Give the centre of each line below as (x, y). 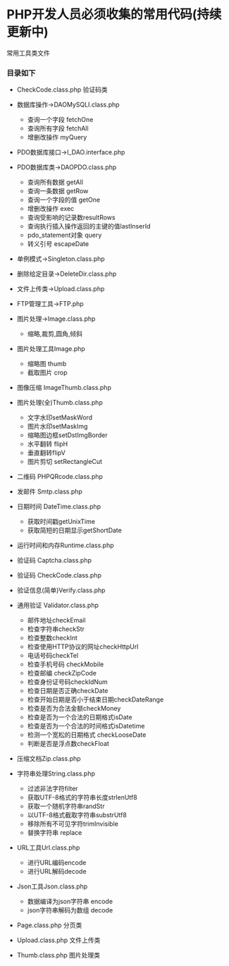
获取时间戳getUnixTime (61, 522)
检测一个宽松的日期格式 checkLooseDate (87, 735)
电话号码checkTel (53, 656)
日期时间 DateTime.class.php (59, 507)
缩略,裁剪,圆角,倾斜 (55, 334)
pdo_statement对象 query (64, 235)
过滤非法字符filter (52, 789)
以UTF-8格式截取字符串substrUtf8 (77, 815)
